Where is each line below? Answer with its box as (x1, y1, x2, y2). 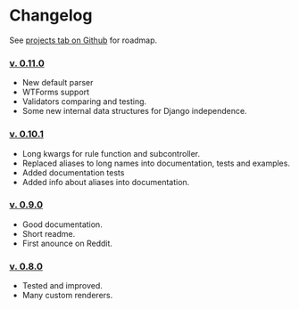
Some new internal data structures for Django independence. (21, 106, 247, 117)
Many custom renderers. (21, 290, 113, 301)
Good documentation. (21, 219, 103, 230)
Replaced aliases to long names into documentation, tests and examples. (21, 158, 290, 168)
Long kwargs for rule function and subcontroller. (21, 148, 201, 159)
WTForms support (21, 86, 90, 98)
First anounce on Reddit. (21, 238, 113, 248)
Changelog (9, 5, 93, 26)
